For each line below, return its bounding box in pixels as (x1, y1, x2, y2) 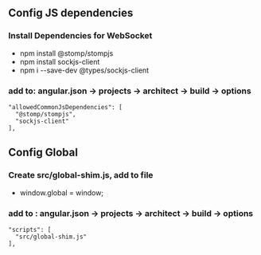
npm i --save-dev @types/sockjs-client (19, 65, 150, 75)
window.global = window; (19, 187, 104, 198)
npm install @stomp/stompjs (19, 48, 114, 58)
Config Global (8, 146, 78, 159)
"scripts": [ (8, 226, 52, 233)
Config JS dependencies (8, 6, 134, 20)
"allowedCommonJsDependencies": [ (8, 103, 123, 111)
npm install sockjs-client (19, 57, 100, 66)
